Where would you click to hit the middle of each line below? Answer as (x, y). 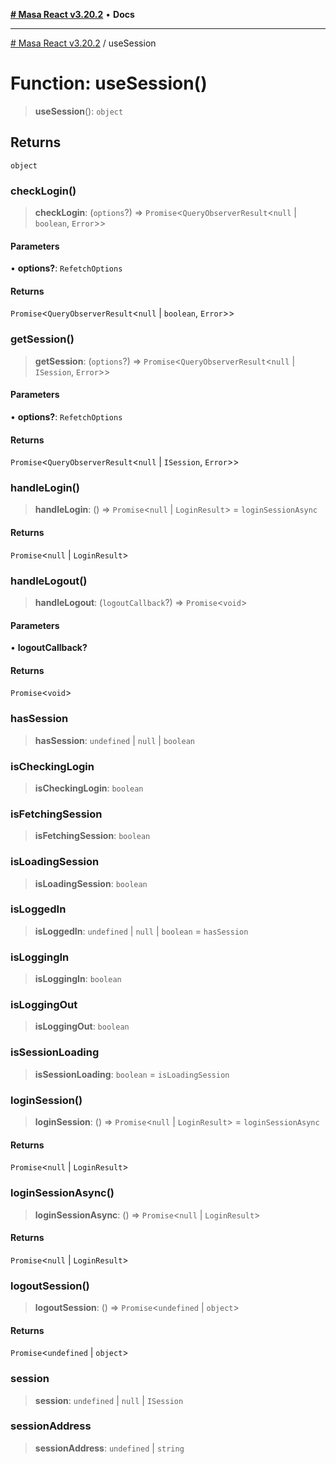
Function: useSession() (109, 83)
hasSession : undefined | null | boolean (115, 740)
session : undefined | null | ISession (109, 1400)
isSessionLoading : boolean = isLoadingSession (132, 1074)
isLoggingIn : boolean (78, 979)
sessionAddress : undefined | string (109, 1448)
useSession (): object (79, 111)
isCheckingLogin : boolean (89, 788)
